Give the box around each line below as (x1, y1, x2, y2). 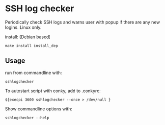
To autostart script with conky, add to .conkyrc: (5, 88, 101, 94)
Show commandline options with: (5, 106, 73, 112)
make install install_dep (5, 43, 58, 48)
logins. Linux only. (5, 24, 42, 30)
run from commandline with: (5, 70, 62, 75)
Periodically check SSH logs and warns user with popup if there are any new (5, 19, 160, 25)
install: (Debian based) (5, 34, 51, 40)
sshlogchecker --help (5, 115, 50, 120)
